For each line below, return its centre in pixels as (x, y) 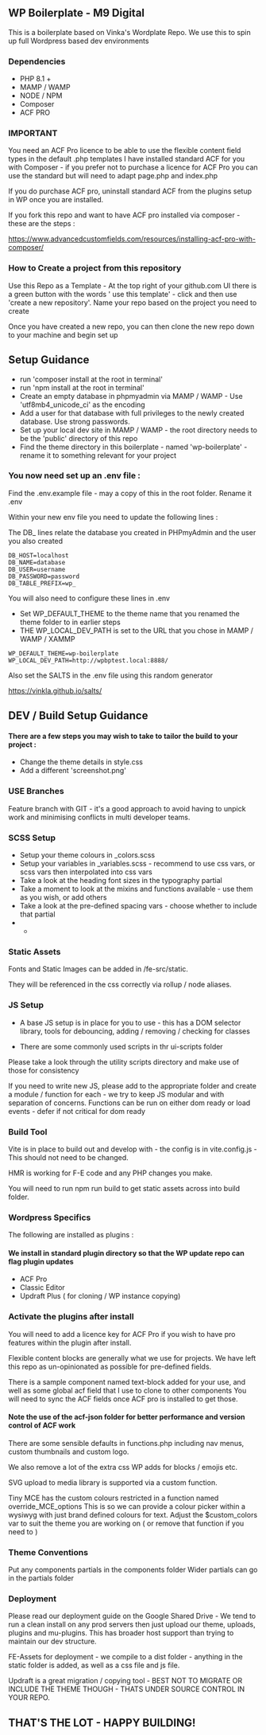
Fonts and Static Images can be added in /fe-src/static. (98, 969)
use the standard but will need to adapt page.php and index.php (113, 176)
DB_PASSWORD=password (44, 576)
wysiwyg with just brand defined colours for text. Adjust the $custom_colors (133, 1514)
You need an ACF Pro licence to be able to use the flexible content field (125, 150)
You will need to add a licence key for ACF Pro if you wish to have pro (122, 1334)
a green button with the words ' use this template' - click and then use (123, 294)
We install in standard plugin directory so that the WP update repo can (126, 1252)
